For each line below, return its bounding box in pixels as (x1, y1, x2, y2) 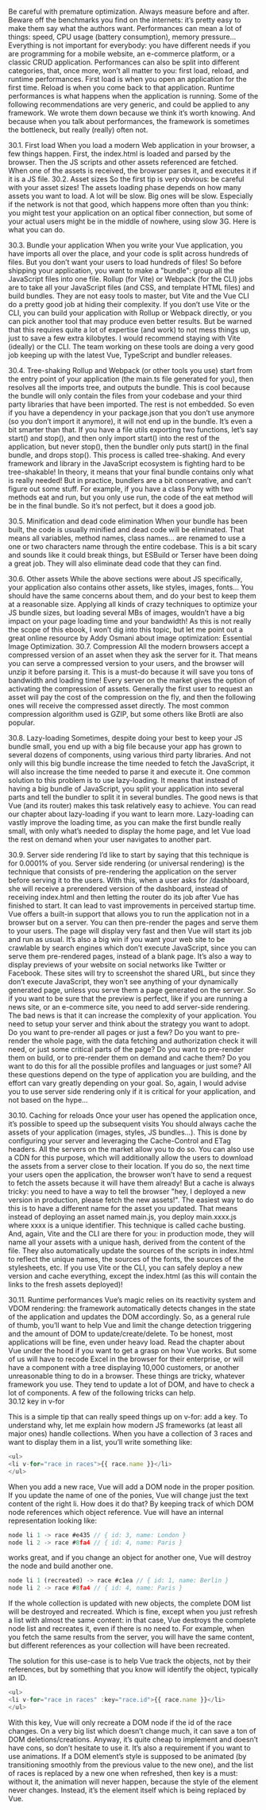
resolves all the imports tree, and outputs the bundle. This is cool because (8, 383, 250, 392)
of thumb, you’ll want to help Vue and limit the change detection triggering (8, 1321, 252, 1329)
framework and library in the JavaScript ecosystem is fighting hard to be (8, 459, 245, 468)
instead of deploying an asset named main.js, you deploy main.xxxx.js (8, 1213, 237, 1221)
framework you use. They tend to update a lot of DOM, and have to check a (8, 1380, 256, 1389)
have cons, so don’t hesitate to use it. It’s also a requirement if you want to (8, 1742, 252, 1753)
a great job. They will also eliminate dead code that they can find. (8, 559, 222, 568)
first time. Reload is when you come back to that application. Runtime (8, 83, 235, 92)
